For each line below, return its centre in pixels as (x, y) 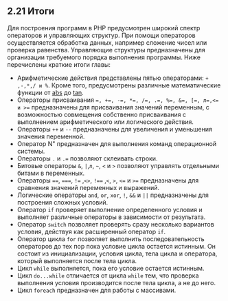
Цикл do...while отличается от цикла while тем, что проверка (108, 276)
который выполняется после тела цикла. (77, 260)
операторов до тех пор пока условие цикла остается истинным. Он (116, 246)
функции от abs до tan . (50, 92)
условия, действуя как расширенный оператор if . (91, 231)
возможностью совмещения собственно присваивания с (102, 114)
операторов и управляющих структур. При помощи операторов (101, 35)
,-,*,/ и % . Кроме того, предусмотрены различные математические (119, 85)
